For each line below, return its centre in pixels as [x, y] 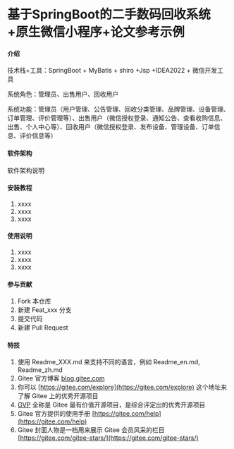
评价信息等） [38, 136]
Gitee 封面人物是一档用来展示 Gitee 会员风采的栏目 [91, 430]
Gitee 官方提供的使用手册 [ [56, 414]
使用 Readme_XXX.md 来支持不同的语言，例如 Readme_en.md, [109, 362]
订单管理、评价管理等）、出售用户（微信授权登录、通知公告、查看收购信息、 [117, 118]
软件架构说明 [26, 170]
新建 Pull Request [43, 328]
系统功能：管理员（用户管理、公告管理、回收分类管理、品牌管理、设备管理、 [118, 109]
